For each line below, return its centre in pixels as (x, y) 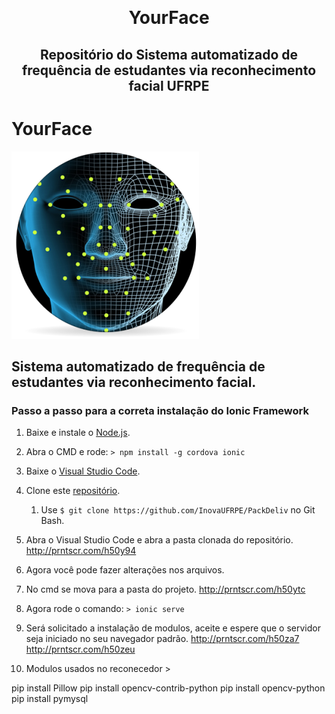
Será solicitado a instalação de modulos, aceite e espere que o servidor (173, 628)
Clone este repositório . (73, 491)
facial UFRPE (169, 85)
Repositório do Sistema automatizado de (169, 54)
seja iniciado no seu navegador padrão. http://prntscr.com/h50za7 (162, 639)
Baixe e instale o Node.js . (78, 433)
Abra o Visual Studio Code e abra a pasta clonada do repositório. (159, 540)
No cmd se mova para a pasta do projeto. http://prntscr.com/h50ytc (165, 589)
